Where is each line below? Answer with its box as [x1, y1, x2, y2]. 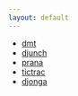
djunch [21, 47, 48, 58]
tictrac [21, 66, 46, 77]
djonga [21, 75, 48, 86]
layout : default [8, 13, 69, 22]
